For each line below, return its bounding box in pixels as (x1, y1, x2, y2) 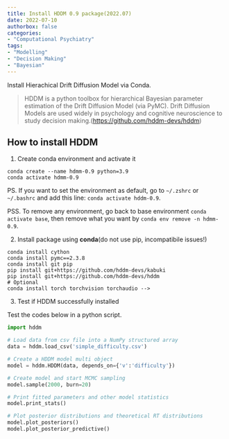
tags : (7, 42, 23, 49)
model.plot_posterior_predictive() (7, 426, 110, 433)
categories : (7, 29, 42, 37)
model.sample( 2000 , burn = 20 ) (7, 381, 92, 388)
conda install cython (7, 249, 70, 256)
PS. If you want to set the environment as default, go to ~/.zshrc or (7, 187, 199, 195)
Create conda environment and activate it (17, 155, 136, 163)
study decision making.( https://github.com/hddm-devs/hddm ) (24, 116, 202, 125)
